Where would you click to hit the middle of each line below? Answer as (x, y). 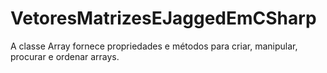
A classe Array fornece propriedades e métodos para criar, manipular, (154, 46)
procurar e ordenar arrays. (65, 56)
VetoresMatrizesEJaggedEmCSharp (163, 18)
